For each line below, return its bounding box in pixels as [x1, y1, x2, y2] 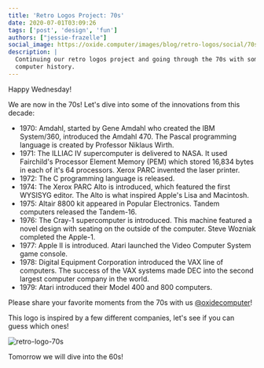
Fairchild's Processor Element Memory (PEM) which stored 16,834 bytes [19, 157, 254, 166]
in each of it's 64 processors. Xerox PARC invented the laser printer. [19, 165, 240, 174]
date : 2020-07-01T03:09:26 [8, 19, 97, 27]
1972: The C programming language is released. [19, 173, 175, 183]
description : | [8, 48, 58, 56]
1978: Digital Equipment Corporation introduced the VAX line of [19, 257, 224, 266]
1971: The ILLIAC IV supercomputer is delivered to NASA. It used [19, 148, 228, 158]
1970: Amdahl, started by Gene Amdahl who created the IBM [19, 123, 215, 132]
